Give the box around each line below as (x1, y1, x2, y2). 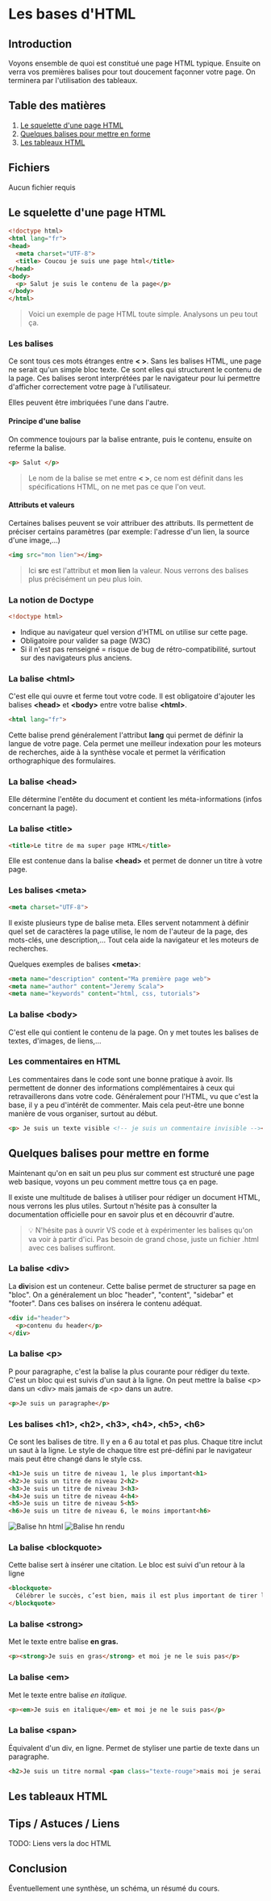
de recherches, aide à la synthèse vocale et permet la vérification (8, 747, 226, 757)
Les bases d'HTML (8, 5, 136, 23)
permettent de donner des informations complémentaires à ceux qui (8, 1083, 236, 1093)
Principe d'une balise (8, 417, 81, 426)
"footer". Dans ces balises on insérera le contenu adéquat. (8, 1298, 202, 1308)
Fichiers (8, 161, 50, 174)
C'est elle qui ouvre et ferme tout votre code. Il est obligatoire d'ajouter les (8, 691, 256, 701)
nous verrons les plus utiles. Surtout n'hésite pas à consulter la (8, 1201, 218, 1211)
